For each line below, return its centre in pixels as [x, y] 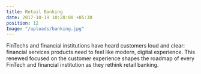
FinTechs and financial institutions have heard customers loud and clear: [95, 46]
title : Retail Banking [34, 12]
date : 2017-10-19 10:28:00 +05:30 [49, 17]
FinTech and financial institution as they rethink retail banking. [82, 65]
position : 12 [22, 23]
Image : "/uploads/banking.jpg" [45, 29]
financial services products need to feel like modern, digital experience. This [101, 52]
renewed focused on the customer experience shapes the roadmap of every [100, 58]
